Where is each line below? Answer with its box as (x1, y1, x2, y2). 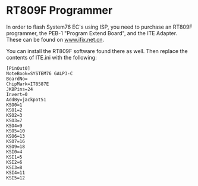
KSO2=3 (6, 112, 23, 118)
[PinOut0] (6, 65, 31, 72)
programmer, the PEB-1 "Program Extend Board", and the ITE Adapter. (6, 29, 177, 36)
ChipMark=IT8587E (6, 81, 49, 87)
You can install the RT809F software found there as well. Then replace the (6, 47, 188, 54)
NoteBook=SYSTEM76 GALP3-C (6, 70, 73, 76)
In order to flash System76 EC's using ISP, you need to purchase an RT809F (6, 23, 193, 30)
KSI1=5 (6, 154, 23, 160)
